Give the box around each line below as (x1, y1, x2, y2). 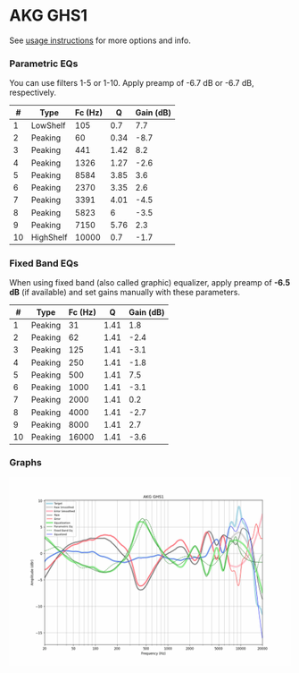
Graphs (9, 456, 42, 469)
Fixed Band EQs (9, 257, 79, 269)
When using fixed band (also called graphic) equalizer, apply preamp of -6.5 (9, 277, 291, 288)
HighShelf (30, 232, 68, 243)
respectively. (9, 87, 56, 98)
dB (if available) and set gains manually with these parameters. (9, 287, 241, 298)
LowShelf (30, 120, 66, 131)
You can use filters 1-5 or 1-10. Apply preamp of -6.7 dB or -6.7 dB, (9, 78, 254, 89)
